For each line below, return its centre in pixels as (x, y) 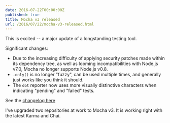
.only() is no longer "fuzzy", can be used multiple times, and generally (87, 75)
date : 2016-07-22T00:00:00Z (35, 10)
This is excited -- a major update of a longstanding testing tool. (71, 39)
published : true (22, 15)
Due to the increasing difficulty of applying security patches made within (89, 58)
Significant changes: (27, 48)
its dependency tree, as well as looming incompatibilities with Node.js (85, 64)
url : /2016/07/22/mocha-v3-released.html (50, 24)
